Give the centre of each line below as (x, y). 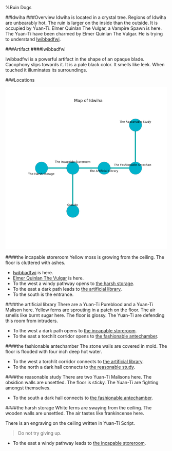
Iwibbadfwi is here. (33, 273)
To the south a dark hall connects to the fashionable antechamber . (83, 398)
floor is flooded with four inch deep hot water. (54, 352)
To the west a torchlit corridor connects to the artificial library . (78, 361)
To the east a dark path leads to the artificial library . (67, 289)
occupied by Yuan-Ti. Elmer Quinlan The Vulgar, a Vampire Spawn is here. (84, 28)
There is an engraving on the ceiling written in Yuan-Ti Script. (70, 423)
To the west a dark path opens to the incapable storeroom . (75, 331)
